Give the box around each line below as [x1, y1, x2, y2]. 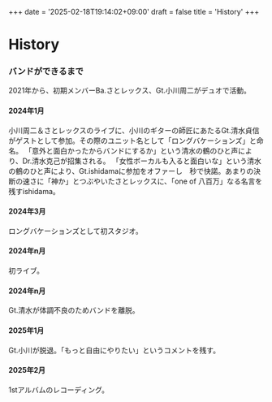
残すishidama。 [8, 186, 61, 196]
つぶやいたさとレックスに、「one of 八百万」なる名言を [79, 176, 262, 186]
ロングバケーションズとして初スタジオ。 [8, 226, 144, 236]
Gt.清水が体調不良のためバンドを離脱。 [8, 305, 140, 315]
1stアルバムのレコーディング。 [8, 385, 110, 395]
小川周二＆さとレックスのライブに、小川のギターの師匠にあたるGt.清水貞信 [8, 125, 260, 135]
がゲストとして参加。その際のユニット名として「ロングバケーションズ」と [8, 136, 257, 145]
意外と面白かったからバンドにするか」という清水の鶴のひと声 [31, 145, 239, 155]
